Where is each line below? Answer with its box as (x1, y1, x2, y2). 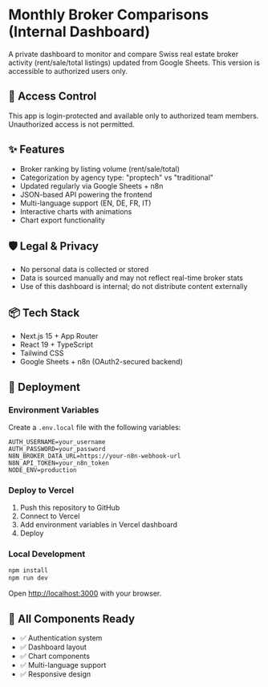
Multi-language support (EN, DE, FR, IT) (19, 198, 152, 208)
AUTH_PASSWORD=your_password (8, 445, 106, 453)
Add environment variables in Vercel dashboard (19, 520, 178, 530)
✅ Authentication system (19, 633, 103, 643)
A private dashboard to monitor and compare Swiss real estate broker (8, 49, 239, 59)
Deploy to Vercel (8, 484, 75, 495)
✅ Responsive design (19, 669, 91, 679)
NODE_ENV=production (8, 465, 78, 474)
